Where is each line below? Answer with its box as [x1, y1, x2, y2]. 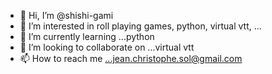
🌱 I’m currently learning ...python [19, 31, 155, 42]
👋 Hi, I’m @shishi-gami [19, 10, 114, 21]
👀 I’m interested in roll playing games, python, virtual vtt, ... [19, 20, 262, 32]
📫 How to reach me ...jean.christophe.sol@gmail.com [19, 53, 243, 64]
